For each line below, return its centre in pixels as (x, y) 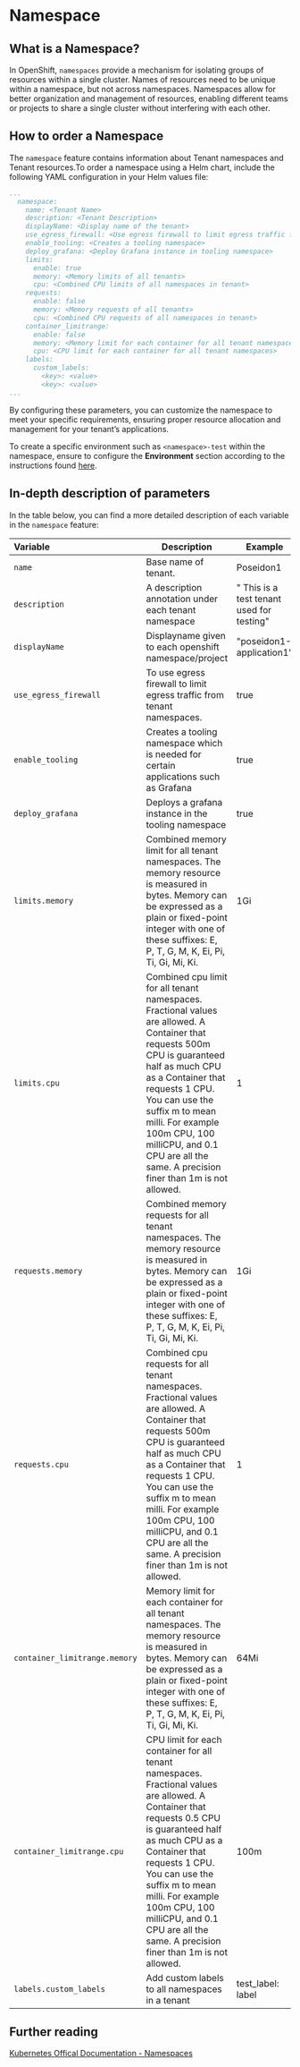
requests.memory (48, 1271)
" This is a (257, 587)
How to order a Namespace (86, 136)
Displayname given (186, 635)
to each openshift (183, 647)
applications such (183, 777)
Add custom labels (185, 1978)
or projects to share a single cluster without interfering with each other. (140, 108)
